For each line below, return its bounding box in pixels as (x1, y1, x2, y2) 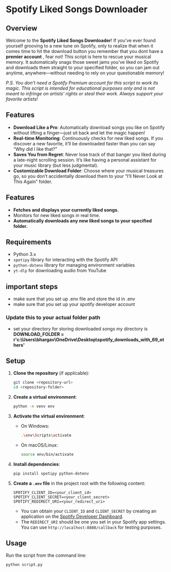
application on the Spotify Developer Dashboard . (20, 513, 124, 519)
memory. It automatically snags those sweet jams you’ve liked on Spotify (6, 59, 159, 65)
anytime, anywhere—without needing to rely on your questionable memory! (6, 70, 165, 76)
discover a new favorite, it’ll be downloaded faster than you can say (13, 140, 156, 146)
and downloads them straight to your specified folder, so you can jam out (6, 65, 160, 70)
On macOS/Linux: (20, 442, 58, 448)
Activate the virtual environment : (13, 413, 85, 419)
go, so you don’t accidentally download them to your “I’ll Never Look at (13, 173, 163, 179)
